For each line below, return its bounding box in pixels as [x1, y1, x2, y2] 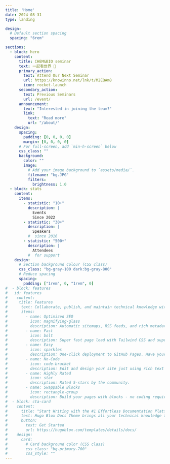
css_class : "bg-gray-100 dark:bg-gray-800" [18, 267, 112, 272]
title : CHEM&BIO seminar [18, 59, 71, 64]
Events [32, 210, 47, 215]
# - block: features [5, 286, 51, 291]
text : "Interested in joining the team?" [23, 106, 112, 111]
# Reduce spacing [18, 271, 56, 277]
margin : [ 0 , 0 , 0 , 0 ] [23, 139, 69, 144]
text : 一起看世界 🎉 [18, 64, 56, 69]
